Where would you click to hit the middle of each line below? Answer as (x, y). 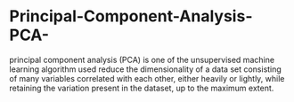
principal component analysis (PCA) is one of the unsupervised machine (142, 59)
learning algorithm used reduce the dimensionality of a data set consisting (146, 69)
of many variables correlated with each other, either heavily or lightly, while (147, 78)
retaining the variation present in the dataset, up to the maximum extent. (142, 88)
